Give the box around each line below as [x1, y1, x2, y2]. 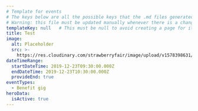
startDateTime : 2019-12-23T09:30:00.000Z [11, 63, 115, 69]
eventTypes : [6, 80, 35, 86]
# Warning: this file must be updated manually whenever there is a [6, 19, 178, 25]
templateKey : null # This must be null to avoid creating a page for [6, 25, 186, 31]
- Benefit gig [11, 85, 46, 91]
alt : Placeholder [11, 42, 54, 48]
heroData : [6, 90, 31, 96]
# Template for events [6, 8, 62, 15]
